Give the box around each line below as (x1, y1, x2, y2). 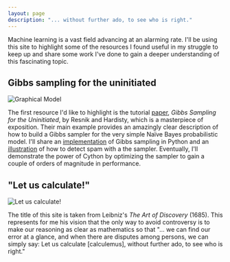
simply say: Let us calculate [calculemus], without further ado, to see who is (8, 240, 223, 248)
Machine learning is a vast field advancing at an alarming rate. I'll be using (8, 35, 218, 43)
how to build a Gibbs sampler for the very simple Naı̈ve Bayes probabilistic (8, 130, 218, 139)
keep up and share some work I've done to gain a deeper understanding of (8, 49, 220, 58)
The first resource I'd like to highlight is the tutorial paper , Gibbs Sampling (8, 108, 216, 117)
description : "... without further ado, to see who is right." (8, 16, 193, 23)
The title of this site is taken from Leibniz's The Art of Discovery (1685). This (8, 211, 223, 219)
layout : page (8, 10, 45, 17)
